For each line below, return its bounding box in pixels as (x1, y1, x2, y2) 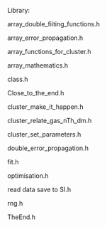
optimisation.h (7, 171, 49, 180)
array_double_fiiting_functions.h (7, 20, 101, 28)
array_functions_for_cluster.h (7, 48, 91, 56)
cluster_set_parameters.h (7, 130, 81, 138)
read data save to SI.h (7, 185, 72, 194)
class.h (7, 75, 28, 83)
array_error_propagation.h (7, 33, 84, 42)
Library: (7, 6, 30, 14)
